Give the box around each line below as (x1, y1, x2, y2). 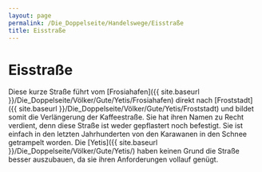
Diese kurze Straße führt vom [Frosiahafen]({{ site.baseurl (8, 87, 200, 96)
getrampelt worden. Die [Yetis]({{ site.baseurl (8, 138, 158, 147)
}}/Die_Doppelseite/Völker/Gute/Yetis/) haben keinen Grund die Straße (8, 147, 240, 156)
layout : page (8, 11, 52, 20)
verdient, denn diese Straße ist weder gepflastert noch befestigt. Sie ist (8, 121, 244, 131)
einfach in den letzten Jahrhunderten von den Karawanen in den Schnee (8, 129, 248, 139)
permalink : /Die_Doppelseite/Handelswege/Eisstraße (8, 19, 184, 27)
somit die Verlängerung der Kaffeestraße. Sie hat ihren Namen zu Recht (8, 112, 244, 122)
